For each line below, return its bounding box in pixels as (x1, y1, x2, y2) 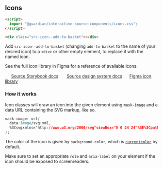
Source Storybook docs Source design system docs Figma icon (11, 73, 152, 79)
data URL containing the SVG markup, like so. (5, 107, 96, 113)
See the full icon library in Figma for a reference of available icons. (5, 63, 138, 69)
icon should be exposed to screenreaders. (5, 158, 90, 165)
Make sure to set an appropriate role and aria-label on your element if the (5, 153, 156, 159)
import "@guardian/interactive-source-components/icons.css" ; (9, 21, 138, 26)
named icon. (5, 54, 30, 60)
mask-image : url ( (5, 116, 40, 121)
